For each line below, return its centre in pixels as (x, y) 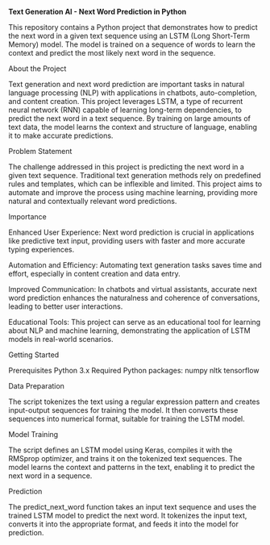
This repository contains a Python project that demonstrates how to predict (133, 27)
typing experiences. (42, 250)
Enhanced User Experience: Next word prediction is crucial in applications (131, 232)
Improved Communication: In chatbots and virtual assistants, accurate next (133, 289)
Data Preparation (36, 386)
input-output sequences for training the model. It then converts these (123, 410)
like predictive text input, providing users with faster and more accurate (127, 241)
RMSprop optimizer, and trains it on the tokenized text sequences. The (125, 458)
